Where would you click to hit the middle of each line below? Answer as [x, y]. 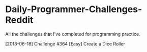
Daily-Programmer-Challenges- [74, 9]
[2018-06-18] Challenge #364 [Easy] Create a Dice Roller [65, 43]
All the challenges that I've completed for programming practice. [73, 34]
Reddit [19, 20]
